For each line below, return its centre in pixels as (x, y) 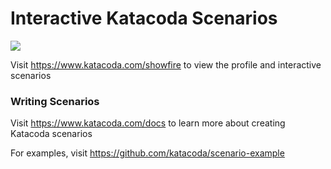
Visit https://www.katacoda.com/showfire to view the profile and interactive (166, 64)
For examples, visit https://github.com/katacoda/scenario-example (147, 153)
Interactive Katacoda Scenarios (144, 18)
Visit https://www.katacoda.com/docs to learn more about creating (148, 123)
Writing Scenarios (55, 101)
